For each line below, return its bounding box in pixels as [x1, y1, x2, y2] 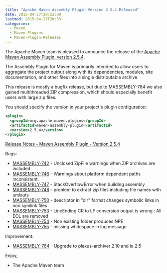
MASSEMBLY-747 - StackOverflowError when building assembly [12, 182, 145, 187]
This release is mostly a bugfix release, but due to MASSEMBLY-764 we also [5, 84, 163, 90]
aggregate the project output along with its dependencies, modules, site [5, 69, 153, 75]
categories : [5, 21, 30, 26]
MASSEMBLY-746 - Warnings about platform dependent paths [12, 171, 141, 177]
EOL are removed [12, 213, 48, 219]
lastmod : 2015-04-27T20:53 [5, 16, 61, 21]
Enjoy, [5, 253, 18, 259]
